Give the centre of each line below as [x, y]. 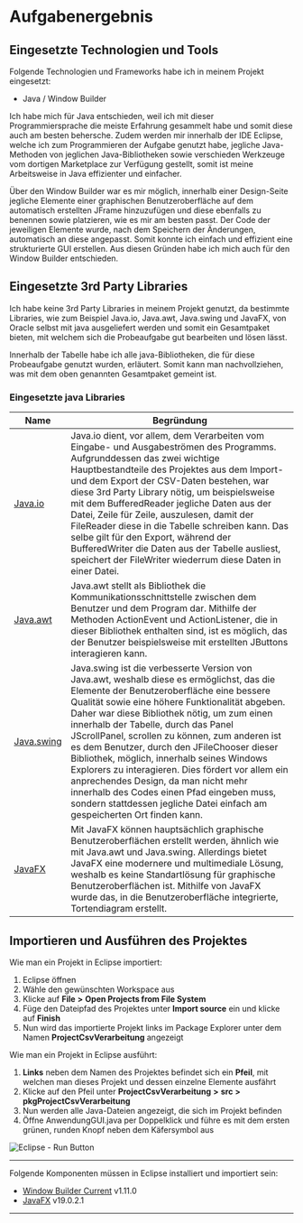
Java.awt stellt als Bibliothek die [138, 586]
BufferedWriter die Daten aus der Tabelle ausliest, [176, 549]
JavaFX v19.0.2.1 [53, 1200]
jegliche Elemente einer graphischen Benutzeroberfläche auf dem [132, 201]
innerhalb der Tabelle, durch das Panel [152, 725]
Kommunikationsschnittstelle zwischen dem [164, 598]
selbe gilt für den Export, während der [151, 537]
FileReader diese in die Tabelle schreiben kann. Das [180, 526]
